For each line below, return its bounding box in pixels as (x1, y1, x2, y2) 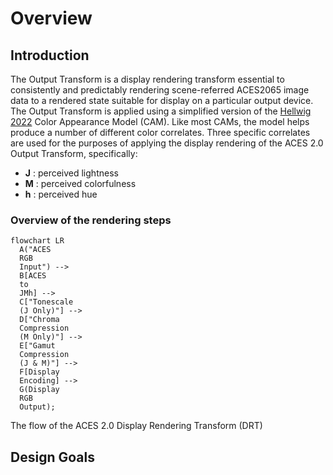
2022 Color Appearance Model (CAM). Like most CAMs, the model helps (10, 116, 310, 127)
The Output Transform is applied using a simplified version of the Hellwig (10, 105, 312, 117)
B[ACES (19, 271, 47, 281)
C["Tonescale (19, 297, 74, 307)
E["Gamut (19, 341, 56, 351)
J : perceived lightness (24, 167, 119, 179)
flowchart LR (10, 236, 65, 246)
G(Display (19, 385, 60, 395)
